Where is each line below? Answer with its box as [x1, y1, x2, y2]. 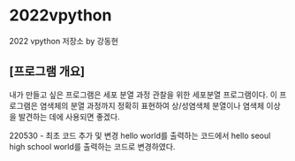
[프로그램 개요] [9, 64, 86, 80]
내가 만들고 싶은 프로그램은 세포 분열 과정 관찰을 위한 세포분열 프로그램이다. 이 [9, 89, 278, 100]
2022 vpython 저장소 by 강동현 [9, 35, 119, 46]
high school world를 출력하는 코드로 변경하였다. [9, 141, 176, 151]
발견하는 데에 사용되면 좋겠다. [18, 111, 121, 122]
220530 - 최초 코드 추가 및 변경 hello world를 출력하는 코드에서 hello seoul [9, 130, 271, 141]
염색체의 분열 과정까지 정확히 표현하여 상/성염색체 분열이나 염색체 [39, 100, 265, 111]
